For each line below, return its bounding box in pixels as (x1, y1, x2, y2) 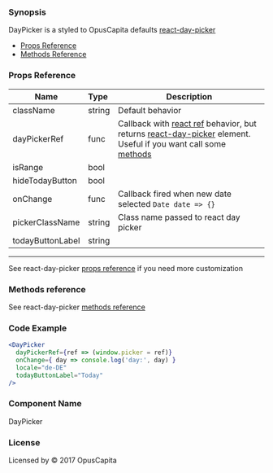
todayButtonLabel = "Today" (15, 371, 104, 379)
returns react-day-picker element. (117, 128, 251, 139)
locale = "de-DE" (15, 363, 67, 372)
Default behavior (117, 104, 182, 116)
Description (166, 90, 213, 102)
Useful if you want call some (117, 138, 226, 149)
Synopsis (8, 7, 46, 18)
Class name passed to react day (117, 211, 241, 222)
